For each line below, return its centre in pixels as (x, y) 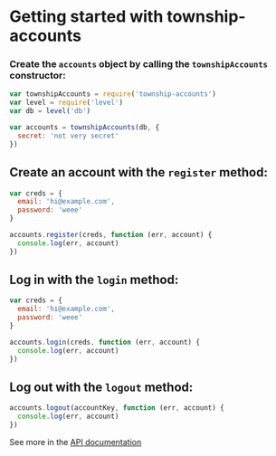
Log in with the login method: (94, 280)
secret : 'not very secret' (68, 136)
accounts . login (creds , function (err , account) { (105, 342)
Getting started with (86, 17)
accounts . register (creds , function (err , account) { (111, 235)
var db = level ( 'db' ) (50, 111)
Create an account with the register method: (139, 172)
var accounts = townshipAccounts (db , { (85, 128)
